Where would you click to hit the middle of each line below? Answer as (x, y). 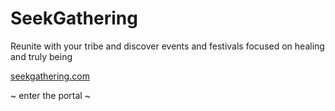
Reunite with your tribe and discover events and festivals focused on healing (167, 46)
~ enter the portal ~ (50, 95)
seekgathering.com (50, 76)
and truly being (41, 56)
